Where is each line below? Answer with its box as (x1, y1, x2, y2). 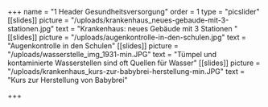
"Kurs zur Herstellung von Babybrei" (7, 76, 128, 84)
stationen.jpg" (7, 24, 55, 33)
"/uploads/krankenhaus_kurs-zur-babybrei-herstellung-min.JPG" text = (7, 67, 245, 76)
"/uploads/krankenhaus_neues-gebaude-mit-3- (70, 15, 229, 25)
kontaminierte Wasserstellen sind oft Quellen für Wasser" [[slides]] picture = (7, 58, 261, 68)
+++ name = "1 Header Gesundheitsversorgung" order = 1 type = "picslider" (7, 7, 260, 16)
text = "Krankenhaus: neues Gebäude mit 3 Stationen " (56, 24, 238, 33)
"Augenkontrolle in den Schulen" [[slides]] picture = (7, 41, 179, 51)
